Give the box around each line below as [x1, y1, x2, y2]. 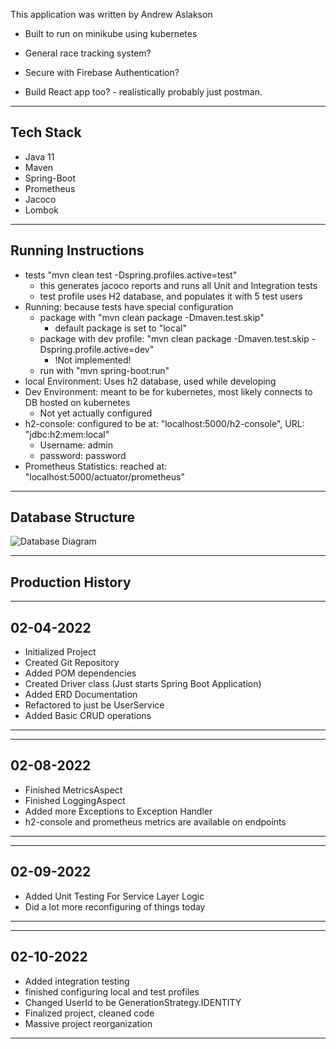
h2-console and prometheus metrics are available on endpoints [24, 815, 287, 828]
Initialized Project [24, 646, 97, 658]
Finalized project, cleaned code [24, 1007, 155, 1019]
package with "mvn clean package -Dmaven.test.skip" [39, 311, 265, 323]
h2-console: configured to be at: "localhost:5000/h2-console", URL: [24, 417, 305, 429]
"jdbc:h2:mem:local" [24, 428, 110, 440]
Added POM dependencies [24, 667, 137, 679]
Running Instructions [10, 242, 145, 259]
